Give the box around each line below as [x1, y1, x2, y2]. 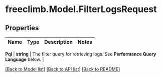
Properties [5, 24, 39, 32]
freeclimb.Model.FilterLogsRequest [5, 4, 157, 15]
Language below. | [5, 56, 44, 62]
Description [44, 39, 73, 45]
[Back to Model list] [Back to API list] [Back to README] [5, 66, 120, 72]
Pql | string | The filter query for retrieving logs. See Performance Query [5, 51, 156, 57]
